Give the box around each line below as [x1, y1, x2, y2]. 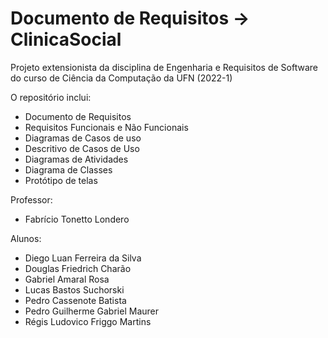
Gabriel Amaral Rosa [24, 273, 110, 285]
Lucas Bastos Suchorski [24, 283, 125, 296]
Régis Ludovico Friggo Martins [24, 315, 152, 327]
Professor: [10, 193, 53, 206]
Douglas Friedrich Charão [24, 262, 132, 274]
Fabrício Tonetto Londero [24, 213, 130, 225]
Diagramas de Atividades [24, 153, 129, 165]
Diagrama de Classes [24, 163, 113, 176]
